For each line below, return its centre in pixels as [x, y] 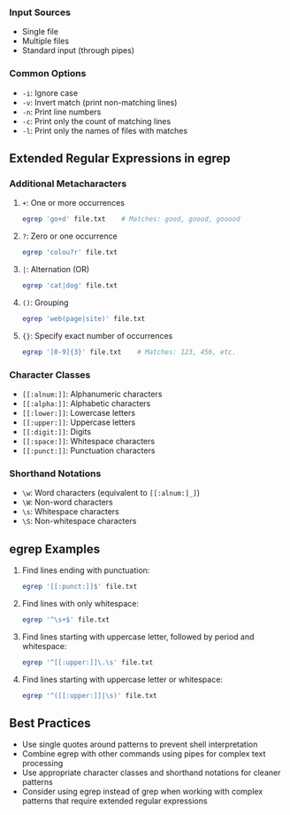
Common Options [48, 74]
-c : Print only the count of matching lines [96, 121]
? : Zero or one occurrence [69, 236]
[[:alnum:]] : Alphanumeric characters [92, 394]
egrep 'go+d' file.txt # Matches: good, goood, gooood [131, 219]
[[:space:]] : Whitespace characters [88, 441]
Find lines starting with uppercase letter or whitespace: [122, 679]
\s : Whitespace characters [70, 512]
